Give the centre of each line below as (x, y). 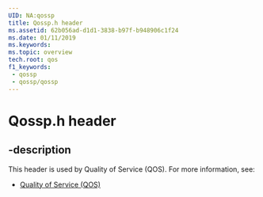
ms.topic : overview (40, 52)
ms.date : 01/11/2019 (42, 38)
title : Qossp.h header (46, 23)
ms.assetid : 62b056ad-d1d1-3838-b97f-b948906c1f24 (93, 30)
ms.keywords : (30, 45)
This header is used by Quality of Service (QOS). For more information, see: (131, 169)
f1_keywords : (30, 67)
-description (40, 150)
